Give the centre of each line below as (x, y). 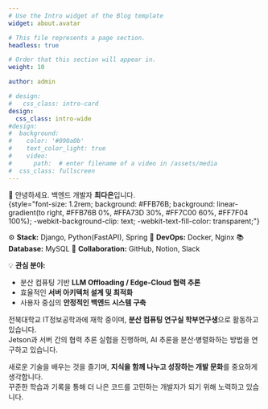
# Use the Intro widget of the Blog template (86, 16)
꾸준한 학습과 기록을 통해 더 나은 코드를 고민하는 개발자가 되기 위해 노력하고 (126, 387)
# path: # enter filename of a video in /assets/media (113, 163)
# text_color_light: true (57, 149)
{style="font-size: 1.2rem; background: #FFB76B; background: (112, 204)
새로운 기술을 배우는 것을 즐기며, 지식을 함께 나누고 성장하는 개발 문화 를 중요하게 (133, 366)
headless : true (34, 45)
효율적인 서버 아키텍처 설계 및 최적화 (76, 292)
